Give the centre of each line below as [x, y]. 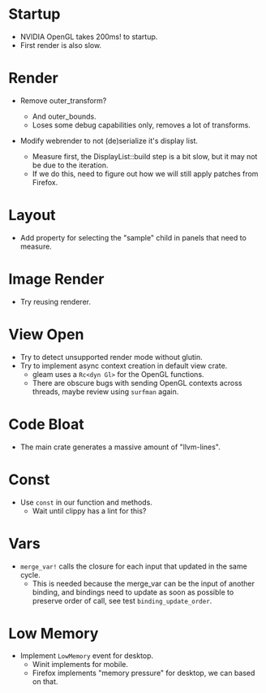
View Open [46, 334]
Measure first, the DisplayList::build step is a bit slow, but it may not [145, 156]
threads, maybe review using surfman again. [105, 392]
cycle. [30, 574]
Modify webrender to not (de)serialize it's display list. [109, 141]
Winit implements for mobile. [80, 665]
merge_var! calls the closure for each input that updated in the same [133, 566]
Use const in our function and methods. [86, 502]
